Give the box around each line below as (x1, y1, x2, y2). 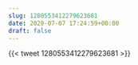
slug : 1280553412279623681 (8, 11, 98, 20)
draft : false (8, 26, 52, 35)
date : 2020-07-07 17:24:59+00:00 (8, 19, 120, 27)
